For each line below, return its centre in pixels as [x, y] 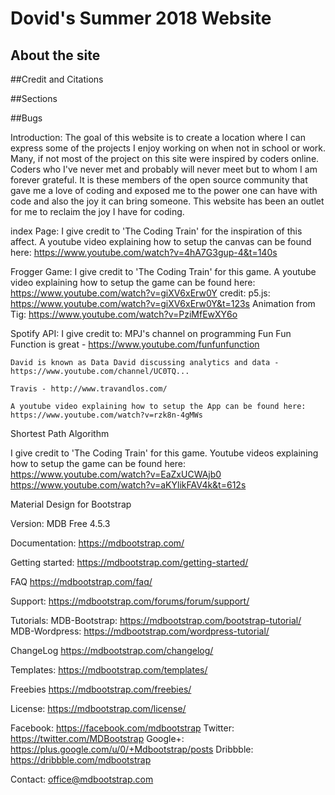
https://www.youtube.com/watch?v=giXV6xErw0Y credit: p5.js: [140, 293]
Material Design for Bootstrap [71, 504]
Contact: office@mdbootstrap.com [82, 779]
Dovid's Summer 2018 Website [141, 18]
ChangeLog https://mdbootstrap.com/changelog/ [112, 650]
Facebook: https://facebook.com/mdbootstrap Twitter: [122, 728]
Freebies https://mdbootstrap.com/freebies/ [101, 689]
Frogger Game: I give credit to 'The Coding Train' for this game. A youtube [163, 271]
